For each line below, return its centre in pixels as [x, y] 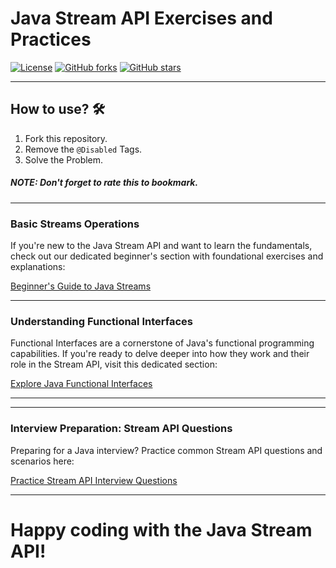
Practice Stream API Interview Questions [94, 480]
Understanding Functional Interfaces [101, 321]
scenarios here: [42, 461]
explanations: [38, 267]
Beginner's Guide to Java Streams [81, 286]
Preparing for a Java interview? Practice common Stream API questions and [166, 450]
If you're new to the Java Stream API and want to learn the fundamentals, [161, 246]
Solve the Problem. [64, 159]
